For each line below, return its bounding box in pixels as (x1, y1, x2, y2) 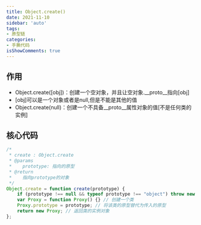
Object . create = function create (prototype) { (6, 185, 125, 192)
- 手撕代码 (6, 43, 30, 49)
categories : (6, 37, 36, 43)
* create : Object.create (8, 152, 74, 158)
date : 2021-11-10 (6, 14, 50, 20)
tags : (6, 25, 20, 32)
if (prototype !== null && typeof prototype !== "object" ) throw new (17, 191, 196, 197)
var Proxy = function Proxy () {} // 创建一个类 (17, 197, 134, 203)
